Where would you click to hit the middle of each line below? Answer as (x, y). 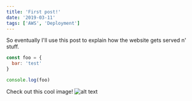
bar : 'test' (27, 64)
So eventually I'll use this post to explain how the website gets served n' (96, 41)
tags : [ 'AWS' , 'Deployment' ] (43, 23)
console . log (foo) (28, 80)
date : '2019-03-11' (31, 18)
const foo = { (24, 58)
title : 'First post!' (34, 12)
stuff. (13, 47)
